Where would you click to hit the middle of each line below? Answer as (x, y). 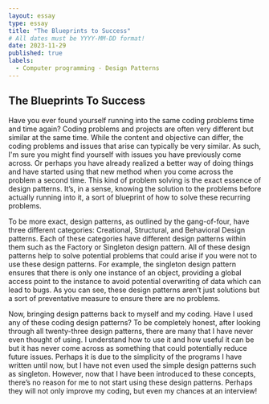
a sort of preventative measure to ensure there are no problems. (114, 298)
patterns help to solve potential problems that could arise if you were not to (132, 255)
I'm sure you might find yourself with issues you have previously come (125, 155)
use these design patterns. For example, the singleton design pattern (122, 264)
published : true (35, 53)
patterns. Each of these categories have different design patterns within (127, 238)
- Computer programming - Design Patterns (88, 68)
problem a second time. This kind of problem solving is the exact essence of (134, 180)
